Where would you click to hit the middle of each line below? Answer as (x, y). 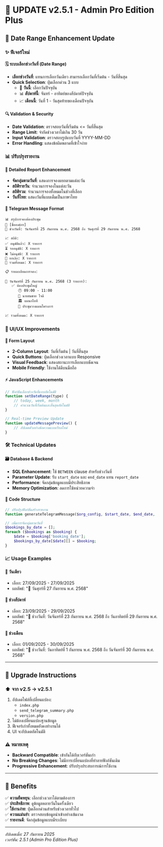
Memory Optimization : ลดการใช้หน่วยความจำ (53, 488)
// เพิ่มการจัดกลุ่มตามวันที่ (24, 523)
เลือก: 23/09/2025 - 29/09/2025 (43, 611)
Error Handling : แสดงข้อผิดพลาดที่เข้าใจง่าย (49, 143)
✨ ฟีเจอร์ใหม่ (17, 52)
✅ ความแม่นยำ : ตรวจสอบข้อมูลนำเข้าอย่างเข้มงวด (44, 814)
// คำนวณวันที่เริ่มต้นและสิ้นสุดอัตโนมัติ (42, 405)
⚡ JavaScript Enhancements (34, 379)
